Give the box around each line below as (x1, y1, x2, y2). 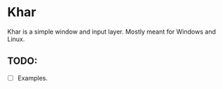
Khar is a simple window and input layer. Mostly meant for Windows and (7, 27, 216, 36)
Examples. (17, 74, 48, 82)
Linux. (7, 34, 25, 43)
